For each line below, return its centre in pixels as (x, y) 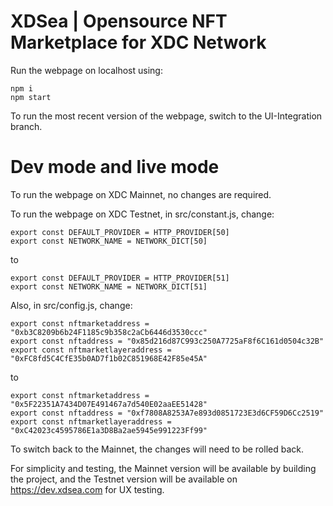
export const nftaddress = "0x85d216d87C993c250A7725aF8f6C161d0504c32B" (167, 341)
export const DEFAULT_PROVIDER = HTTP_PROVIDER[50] (120, 232)
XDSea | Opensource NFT (119, 21)
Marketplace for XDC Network (138, 42)
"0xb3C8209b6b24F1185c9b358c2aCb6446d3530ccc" (109, 332)
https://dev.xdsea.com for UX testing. (87, 489)
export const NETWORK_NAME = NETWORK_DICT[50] (109, 241)
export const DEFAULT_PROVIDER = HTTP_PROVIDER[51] (120, 278)
